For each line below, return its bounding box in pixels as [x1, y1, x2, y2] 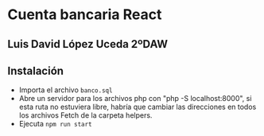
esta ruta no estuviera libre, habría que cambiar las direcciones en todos [18, 102, 257, 112]
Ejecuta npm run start [18, 119, 92, 129]
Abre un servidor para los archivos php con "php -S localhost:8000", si [18, 94, 252, 103]
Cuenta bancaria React [7, 6, 162, 24]
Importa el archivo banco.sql [18, 85, 113, 95]
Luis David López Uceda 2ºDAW [7, 37, 169, 51]
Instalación [7, 64, 64, 77]
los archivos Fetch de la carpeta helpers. [18, 111, 153, 120]
